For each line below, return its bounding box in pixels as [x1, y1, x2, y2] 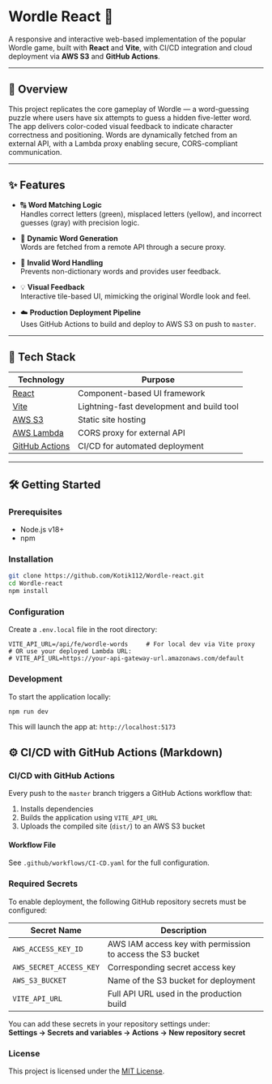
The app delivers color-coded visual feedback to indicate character [8, 121, 233, 131]
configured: [8, 905, 47, 915]
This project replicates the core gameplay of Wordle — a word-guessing [8, 104, 249, 114]
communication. [8, 147, 62, 157]
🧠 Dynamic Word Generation [19, 233, 119, 243]
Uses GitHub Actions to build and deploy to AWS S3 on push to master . [19, 319, 257, 329]
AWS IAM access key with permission [107, 938, 251, 949]
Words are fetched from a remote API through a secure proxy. [19, 242, 227, 252]
